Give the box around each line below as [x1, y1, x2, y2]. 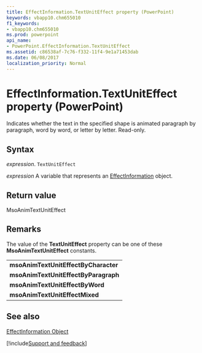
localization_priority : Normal [6, 60, 87, 66]
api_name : [6, 37, 32, 44]
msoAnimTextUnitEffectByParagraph [9, 270, 120, 279]
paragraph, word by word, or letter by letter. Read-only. [6, 126, 146, 134]
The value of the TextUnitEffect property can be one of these [6, 240, 163, 248]
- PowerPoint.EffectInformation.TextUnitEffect [6, 44, 131, 50]
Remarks [6, 224, 42, 235]
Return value [6, 190, 56, 200]
